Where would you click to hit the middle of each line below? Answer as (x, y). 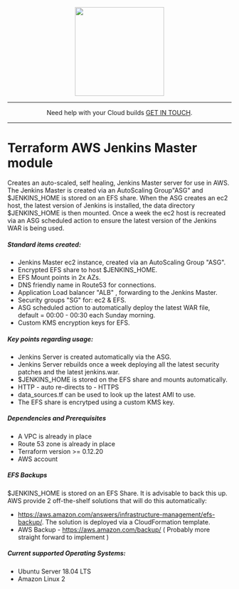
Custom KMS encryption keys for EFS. (74, 323)
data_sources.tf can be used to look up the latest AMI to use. (107, 394)
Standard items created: (44, 244)
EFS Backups (27, 475)
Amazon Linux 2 (41, 578)
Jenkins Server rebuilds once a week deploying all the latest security (118, 364)
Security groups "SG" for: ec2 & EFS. (72, 300)
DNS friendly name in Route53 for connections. (87, 285)
